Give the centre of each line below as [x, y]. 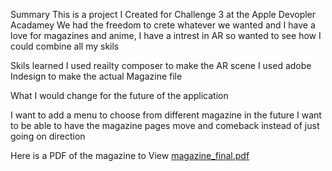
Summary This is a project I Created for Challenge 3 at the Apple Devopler [163, 14]
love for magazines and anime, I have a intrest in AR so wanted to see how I [166, 35]
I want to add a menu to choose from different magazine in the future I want [166, 115]
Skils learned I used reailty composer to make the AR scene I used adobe [161, 65]
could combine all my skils [65, 46]
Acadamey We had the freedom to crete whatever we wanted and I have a [163, 25]
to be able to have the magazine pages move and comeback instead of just [165, 125]
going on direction [48, 136]
